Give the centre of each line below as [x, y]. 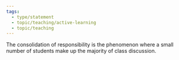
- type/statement [33, 17]
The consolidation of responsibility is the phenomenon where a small [90, 45]
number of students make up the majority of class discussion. [81, 51]
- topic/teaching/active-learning [54, 22]
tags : [13, 11]
